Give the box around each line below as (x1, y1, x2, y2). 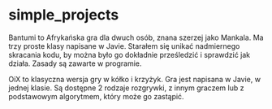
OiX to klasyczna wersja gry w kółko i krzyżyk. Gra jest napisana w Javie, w (8, 74, 261, 84)
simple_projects (8, 6, 119, 24)
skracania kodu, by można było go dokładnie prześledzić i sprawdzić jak (8, 50, 251, 59)
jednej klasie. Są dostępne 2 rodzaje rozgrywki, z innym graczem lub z (8, 83, 244, 93)
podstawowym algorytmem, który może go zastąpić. (8, 91, 184, 101)
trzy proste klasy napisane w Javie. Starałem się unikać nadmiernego (8, 41, 240, 50)
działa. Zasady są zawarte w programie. (8, 59, 142, 68)
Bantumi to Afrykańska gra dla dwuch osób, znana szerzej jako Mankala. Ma (8, 33, 264, 42)
